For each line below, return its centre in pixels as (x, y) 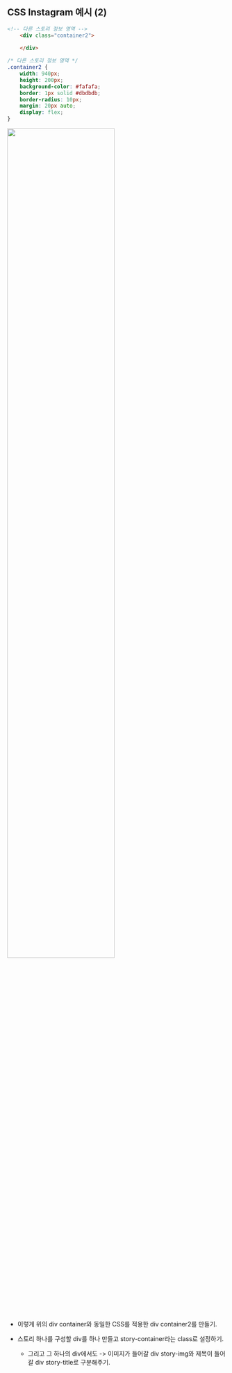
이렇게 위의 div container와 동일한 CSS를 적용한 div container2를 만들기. (117, 1324)
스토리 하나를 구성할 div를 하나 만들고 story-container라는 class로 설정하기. (121, 1339)
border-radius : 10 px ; (51, 99)
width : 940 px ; (40, 74)
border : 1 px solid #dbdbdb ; (60, 93)
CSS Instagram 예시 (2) (57, 13)
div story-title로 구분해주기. (73, 1363)
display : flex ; (42, 113)
